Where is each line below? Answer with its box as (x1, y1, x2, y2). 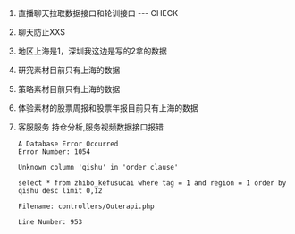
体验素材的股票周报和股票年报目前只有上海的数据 (17, 103, 198, 113)
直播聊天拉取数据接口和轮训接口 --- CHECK (17, 8, 179, 18)
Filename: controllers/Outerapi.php (17, 202, 155, 211)
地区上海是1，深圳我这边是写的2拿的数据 (17, 46, 168, 56)
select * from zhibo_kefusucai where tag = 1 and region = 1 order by (17, 179, 287, 188)
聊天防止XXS (17, 27, 65, 38)
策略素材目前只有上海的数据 (17, 84, 121, 94)
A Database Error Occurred (17, 139, 119, 148)
